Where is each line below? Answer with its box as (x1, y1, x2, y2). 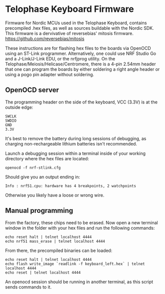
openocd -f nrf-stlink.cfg (5, 165, 61, 170)
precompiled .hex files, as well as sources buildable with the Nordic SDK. (5, 25, 154, 31)
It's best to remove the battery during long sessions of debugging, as (5, 135, 147, 142)
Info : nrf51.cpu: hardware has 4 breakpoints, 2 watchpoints (5, 183, 136, 189)
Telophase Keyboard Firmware (5, 3, 134, 15)
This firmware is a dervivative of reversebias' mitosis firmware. (5, 30, 134, 36)
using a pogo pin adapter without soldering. (5, 71, 94, 77)
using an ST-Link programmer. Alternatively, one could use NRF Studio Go (5, 50, 156, 56)
